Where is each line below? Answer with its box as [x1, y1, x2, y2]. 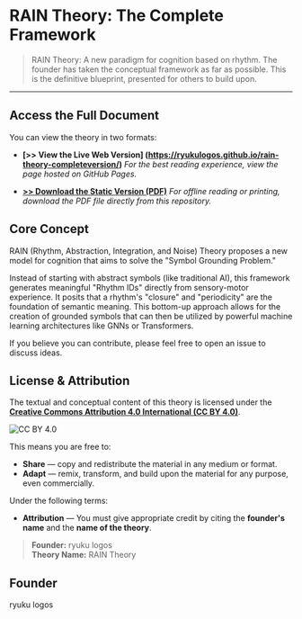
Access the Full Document [9, 108, 160, 123]
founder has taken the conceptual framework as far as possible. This [31, 64, 287, 75]
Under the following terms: [9, 496, 109, 507]
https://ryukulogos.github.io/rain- [147, 149, 280, 160]
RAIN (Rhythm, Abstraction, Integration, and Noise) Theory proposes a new [9, 245, 289, 256]
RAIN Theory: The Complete [9, 5, 225, 26]
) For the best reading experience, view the [119, 158, 279, 169]
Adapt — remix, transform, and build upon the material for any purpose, [22, 469, 289, 480]
